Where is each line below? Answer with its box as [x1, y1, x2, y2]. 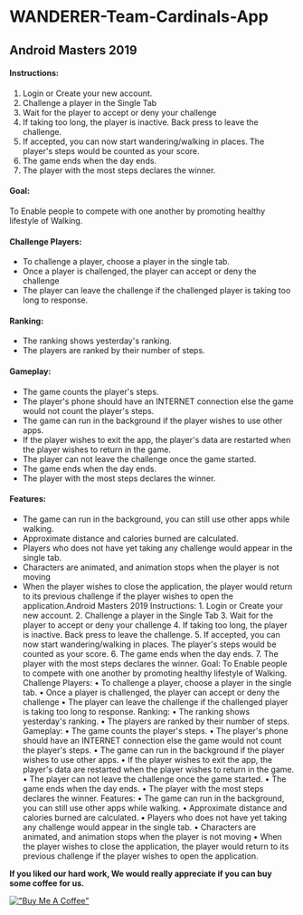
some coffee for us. [9, 877, 85, 889]
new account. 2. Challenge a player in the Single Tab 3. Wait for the [22, 610, 274, 621]
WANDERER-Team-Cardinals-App [9, 6, 269, 27]
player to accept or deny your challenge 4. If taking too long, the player [22, 619, 288, 631]
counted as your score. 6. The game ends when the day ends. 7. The [22, 648, 279, 659]
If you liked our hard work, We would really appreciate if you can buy [9, 868, 273, 879]
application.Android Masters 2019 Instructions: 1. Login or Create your [22, 600, 283, 611]
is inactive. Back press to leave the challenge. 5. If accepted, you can [22, 629, 280, 640]
